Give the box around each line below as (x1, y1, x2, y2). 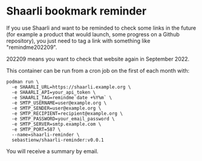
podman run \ (6, 79, 39, 85)
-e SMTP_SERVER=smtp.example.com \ (11, 121, 102, 127)
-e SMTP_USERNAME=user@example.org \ (11, 100, 107, 106)
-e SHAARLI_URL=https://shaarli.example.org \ (11, 84, 131, 90)
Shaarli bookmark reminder (6, 4, 147, 18)
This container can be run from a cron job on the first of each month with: (6, 67, 190, 74)
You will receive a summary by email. (6, 147, 99, 155)
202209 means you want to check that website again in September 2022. (6, 55, 190, 62)
